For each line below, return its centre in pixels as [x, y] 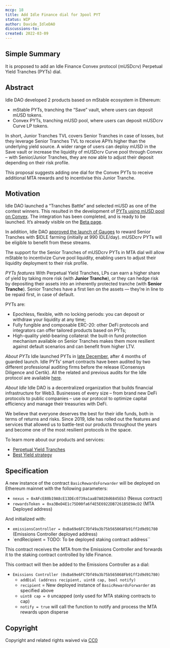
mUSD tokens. [28, 115]
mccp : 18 [14, 10]
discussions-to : [22, 29]
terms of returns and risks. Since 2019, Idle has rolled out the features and [82, 419]
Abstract [19, 87]
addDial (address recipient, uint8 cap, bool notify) [78, 580]
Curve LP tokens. [31, 126]
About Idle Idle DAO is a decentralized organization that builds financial [79, 388]
